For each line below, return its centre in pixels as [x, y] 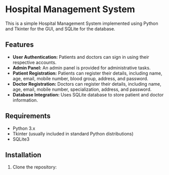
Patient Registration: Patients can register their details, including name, [87, 73]
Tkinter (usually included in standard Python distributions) [73, 133]
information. [25, 100]
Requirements [28, 116]
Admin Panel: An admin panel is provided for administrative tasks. [81, 67]
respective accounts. [34, 62]
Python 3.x [24, 128]
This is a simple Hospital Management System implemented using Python [82, 23]
